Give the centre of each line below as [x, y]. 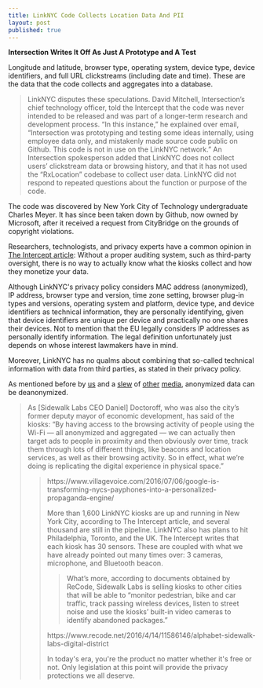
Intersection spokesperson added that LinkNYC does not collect [131, 158]
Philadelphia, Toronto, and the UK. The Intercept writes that [143, 538]
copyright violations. [41, 232]
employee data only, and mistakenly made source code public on [132, 141]
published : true [35, 30]
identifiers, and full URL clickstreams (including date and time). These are [127, 76]
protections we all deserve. [91, 675]
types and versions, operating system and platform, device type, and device [131, 304]
